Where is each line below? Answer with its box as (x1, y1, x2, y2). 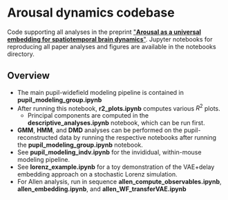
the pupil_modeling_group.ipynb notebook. (17, 140, 144, 149)
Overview (7, 70, 50, 82)
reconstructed (17, 134, 58, 142)
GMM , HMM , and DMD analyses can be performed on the (17, 126, 183, 134)
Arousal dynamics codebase (7, 5, 175, 21)
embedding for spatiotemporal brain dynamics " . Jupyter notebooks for (7, 35, 213, 43)
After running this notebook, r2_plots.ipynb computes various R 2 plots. (17, 102, 221, 112)
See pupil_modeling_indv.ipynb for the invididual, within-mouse (17, 148, 202, 156)
